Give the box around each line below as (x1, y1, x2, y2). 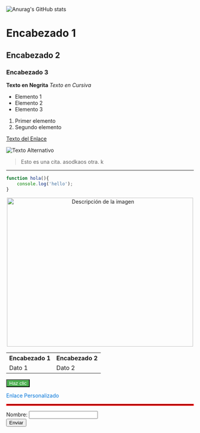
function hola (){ (6, 175, 49, 181)
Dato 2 (56, 363, 76, 372)
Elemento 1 (14, 93, 42, 100)
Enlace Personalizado (6, 392, 60, 399)
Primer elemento (14, 117, 56, 124)
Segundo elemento (14, 123, 62, 130)
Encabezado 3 (6, 68, 49, 76)
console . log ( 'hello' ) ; (17, 180, 73, 187)
